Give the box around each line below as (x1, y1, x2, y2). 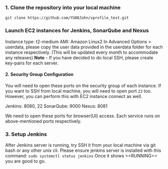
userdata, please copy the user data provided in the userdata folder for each (5, 44, 163, 50)
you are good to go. (5, 158, 46, 164)
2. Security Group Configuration (5, 71, 74, 77)
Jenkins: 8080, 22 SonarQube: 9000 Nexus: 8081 (5, 103, 108, 109)
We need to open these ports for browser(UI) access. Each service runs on (5, 113, 160, 119)
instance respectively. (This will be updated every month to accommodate (5, 49, 158, 55)
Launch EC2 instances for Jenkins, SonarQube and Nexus (5, 27, 149, 34)
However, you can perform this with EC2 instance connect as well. (5, 93, 142, 99)
